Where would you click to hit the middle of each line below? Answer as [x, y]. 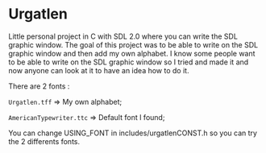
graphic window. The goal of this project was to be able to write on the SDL [133, 44]
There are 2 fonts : [39, 86]
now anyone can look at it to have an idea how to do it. [99, 70]
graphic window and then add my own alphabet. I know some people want [132, 53]
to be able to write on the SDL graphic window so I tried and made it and [129, 62]
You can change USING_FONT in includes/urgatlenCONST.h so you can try [133, 133]
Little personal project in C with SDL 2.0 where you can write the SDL [123, 36]
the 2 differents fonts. [44, 141]
